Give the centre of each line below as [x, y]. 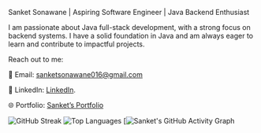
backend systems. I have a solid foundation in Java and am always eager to [131, 36]
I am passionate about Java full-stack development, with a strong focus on [129, 27]
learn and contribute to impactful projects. [76, 44]
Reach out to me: [36, 59]
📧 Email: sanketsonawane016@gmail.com [76, 74]
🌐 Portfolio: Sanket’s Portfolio [56, 105]
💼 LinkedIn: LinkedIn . [42, 90]
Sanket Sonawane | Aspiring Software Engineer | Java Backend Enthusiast [129, 12]
